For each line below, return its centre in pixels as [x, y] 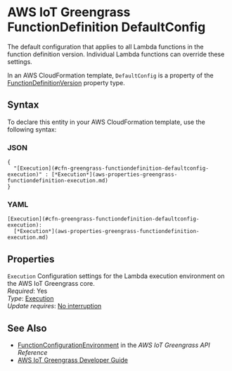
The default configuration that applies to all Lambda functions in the [105, 46]
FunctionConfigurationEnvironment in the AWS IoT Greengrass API [114, 345]
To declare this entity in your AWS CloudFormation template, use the [106, 122]
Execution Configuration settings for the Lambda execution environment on [116, 276]
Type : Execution [31, 298]
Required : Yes [27, 291]
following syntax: [32, 129]
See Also [27, 328]
